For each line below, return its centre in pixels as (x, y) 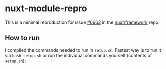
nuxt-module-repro (46, 9)
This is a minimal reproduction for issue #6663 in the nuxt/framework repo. (82, 22)
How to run (23, 38)
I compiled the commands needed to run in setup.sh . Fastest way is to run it (83, 50)
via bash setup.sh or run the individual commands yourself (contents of (79, 55)
